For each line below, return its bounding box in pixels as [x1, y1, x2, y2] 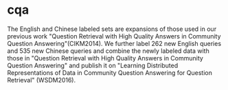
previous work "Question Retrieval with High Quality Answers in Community [7, 32, 221, 40]
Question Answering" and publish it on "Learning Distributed [7, 61, 179, 69]
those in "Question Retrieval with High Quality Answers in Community [7, 54, 204, 62]
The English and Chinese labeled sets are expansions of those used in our [7, 25, 217, 33]
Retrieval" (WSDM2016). [7, 76, 76, 84]
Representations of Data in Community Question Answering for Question [7, 68, 213, 77]
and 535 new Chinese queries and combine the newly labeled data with [7, 47, 209, 55]
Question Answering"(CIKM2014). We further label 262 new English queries [7, 39, 222, 47]
